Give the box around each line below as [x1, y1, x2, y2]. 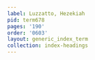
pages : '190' [7, 23, 45, 30]
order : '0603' [7, 29, 49, 37]
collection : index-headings [7, 42, 89, 49]
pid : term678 [7, 17, 45, 23]
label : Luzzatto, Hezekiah [7, 10, 85, 17]
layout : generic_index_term [7, 36, 89, 43]
